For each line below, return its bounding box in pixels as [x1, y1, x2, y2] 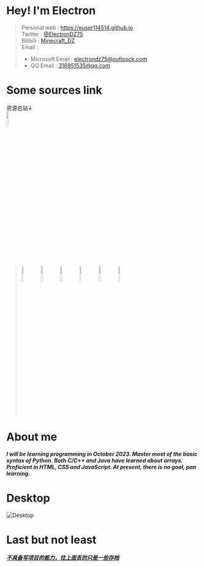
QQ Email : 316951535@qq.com [30, 62, 110, 69]
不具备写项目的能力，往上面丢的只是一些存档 [6, 554, 119, 561]
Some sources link [6, 83, 102, 97]
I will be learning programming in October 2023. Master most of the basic [6, 450, 198, 457]
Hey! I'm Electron [6, 4, 96, 18]
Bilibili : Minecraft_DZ [21, 37, 75, 44]
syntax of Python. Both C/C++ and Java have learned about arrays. [6, 457, 183, 464]
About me [6, 430, 58, 444]
